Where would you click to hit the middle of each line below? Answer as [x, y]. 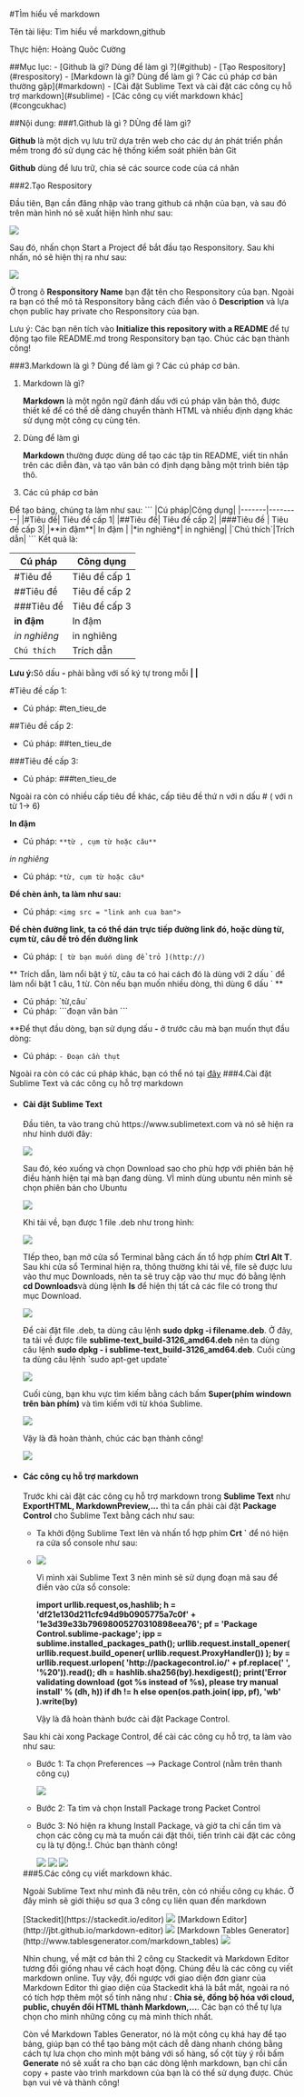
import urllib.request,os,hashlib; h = [106, 1605]
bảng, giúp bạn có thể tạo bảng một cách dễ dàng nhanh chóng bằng [152, 2044]
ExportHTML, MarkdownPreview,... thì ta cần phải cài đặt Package [149, 1506]
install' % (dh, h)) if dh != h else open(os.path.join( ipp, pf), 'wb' [158, 1692]
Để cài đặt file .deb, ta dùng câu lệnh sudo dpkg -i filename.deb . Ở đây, [157, 1331]
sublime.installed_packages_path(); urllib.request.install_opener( [163, 1643]
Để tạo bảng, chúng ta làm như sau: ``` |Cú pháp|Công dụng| [123, 510]
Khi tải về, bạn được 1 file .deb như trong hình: [108, 1223]
